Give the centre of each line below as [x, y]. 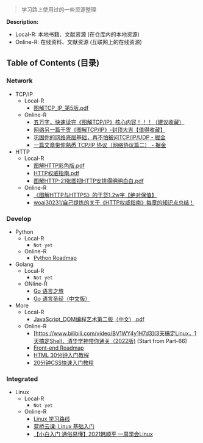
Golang [24, 264]
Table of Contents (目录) [53, 63]
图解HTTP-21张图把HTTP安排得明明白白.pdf [89, 181]
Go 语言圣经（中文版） [62, 298]
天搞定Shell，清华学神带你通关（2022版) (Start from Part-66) [110, 340]
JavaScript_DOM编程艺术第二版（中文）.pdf [89, 319]
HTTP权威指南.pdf [56, 173]
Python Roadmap [55, 258]
